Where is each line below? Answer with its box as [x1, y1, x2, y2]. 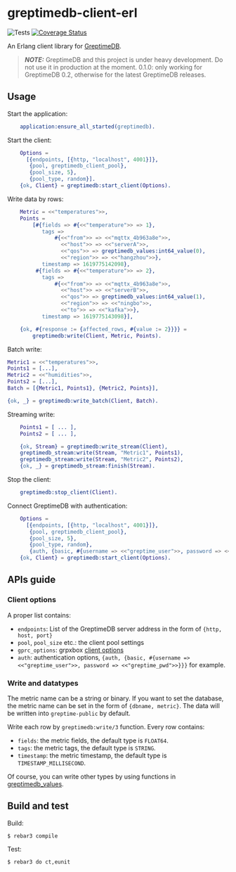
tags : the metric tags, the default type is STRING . [17, 743, 156, 752]
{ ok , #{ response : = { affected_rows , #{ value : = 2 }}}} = [20, 326, 188, 333]
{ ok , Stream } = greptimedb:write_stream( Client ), [20, 443, 169, 450]
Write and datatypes [7, 678, 79, 688]
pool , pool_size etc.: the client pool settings [17, 638, 145, 646]
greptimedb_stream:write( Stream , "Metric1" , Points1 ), [20, 449, 184, 456]
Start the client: [7, 136, 52, 144]
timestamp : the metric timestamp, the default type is [17, 751, 167, 759]
